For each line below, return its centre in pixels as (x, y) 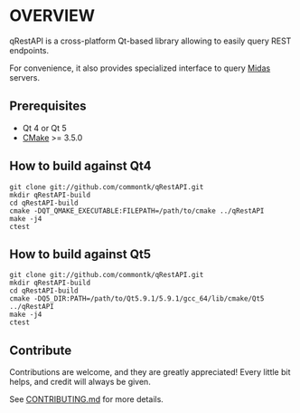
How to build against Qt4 (80, 166)
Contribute (41, 350)
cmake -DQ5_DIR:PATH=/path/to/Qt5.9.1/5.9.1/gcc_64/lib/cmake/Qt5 (137, 299)
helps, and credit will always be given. (80, 382)
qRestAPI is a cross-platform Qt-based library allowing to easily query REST (150, 41)
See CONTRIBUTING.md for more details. (87, 399)
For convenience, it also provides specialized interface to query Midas (140, 68)
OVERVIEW (52, 16)
